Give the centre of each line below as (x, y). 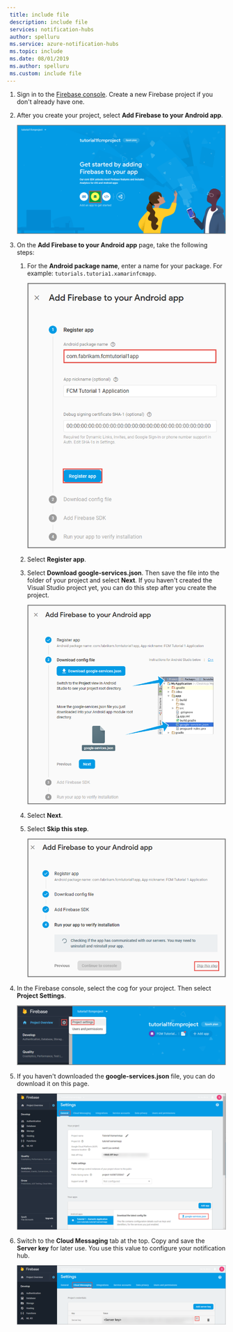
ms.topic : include (36, 52)
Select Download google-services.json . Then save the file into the (123, 573)
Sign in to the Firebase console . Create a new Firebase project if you (115, 94)
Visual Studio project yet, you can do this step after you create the (122, 588)
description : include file (49, 22)
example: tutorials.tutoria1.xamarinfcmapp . (92, 273)
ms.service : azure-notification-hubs (64, 44)
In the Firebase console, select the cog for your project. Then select (114, 988)
